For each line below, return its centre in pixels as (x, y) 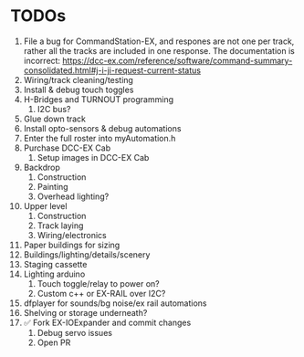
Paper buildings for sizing (72, 245)
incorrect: (42, 60)
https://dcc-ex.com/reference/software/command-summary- (178, 60)
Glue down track (54, 119)
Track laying (60, 226)
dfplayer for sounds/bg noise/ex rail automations (115, 303)
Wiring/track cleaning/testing (78, 79)
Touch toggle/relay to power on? (98, 283)
